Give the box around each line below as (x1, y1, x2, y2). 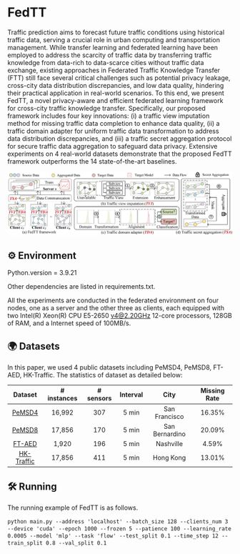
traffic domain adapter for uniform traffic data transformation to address (7, 127, 219, 135)
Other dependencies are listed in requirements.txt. (7, 282, 156, 290)
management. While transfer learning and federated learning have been (7, 43, 219, 51)
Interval (119, 390, 144, 399)
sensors (86, 394, 112, 402)
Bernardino (153, 430, 186, 438)
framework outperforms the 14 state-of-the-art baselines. (7, 157, 177, 165)
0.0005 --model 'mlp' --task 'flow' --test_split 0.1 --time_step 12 (7, 532, 219, 540)
